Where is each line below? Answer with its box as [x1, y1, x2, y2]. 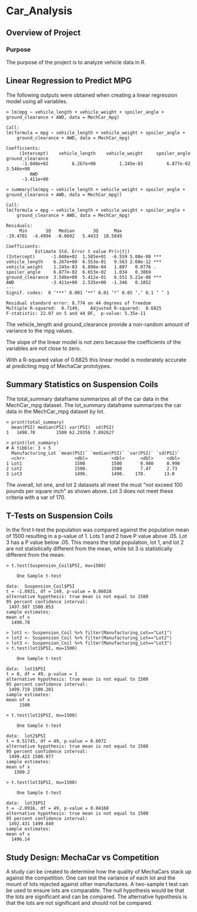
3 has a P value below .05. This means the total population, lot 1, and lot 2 [6, 539, 184, 546]
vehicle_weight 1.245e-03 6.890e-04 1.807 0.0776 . [6, 264, 157, 270]
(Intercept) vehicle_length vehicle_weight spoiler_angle [19, 150, 191, 156]
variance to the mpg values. [6, 327, 74, 334]
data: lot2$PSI [6, 733, 46, 739]
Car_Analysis [6, 4, 72, 18]
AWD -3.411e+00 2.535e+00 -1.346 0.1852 [6, 279, 151, 286]
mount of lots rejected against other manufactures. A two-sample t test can [6, 881, 189, 888]
